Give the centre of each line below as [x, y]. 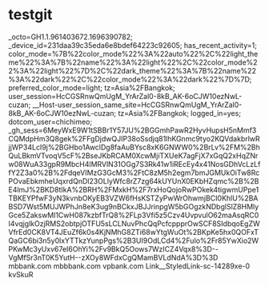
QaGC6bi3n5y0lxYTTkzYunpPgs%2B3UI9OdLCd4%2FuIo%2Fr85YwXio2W [134, 240]
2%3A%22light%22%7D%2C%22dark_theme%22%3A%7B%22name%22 [132, 70]
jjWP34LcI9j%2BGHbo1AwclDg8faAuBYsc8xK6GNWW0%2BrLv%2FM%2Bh [134, 147]
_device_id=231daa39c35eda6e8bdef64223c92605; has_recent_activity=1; [133, 45]
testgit [30, 15]
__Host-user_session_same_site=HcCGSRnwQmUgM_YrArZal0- [137, 105]
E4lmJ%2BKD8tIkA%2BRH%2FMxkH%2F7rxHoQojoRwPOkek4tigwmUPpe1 [134, 189]
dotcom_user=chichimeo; [50, 121]
